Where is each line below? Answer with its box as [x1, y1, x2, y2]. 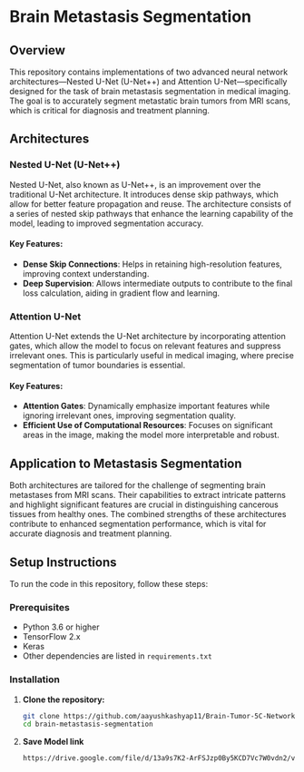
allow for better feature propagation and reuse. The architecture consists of [9, 198, 292, 210]
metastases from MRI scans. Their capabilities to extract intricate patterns [9, 490, 286, 501]
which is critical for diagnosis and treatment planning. [9, 105, 211, 115]
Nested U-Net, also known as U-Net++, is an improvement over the [9, 179, 261, 190]
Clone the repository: [22, 694, 105, 705]
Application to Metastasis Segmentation [9, 455, 242, 471]
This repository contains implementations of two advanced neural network [9, 66, 289, 77]
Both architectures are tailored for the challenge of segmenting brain [9, 480, 266, 491]
